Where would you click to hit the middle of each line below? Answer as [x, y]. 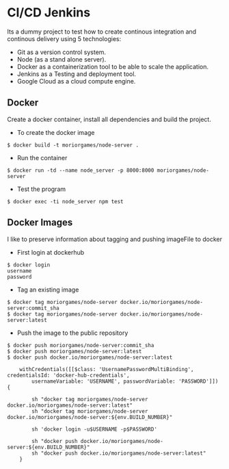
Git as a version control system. [62, 52]
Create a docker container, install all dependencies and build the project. [109, 119]
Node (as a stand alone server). [62, 59]
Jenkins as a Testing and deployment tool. [77, 74]
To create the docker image [56, 132]
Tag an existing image [48, 290]
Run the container [42, 157]
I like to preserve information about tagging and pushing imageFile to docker [115, 239]
